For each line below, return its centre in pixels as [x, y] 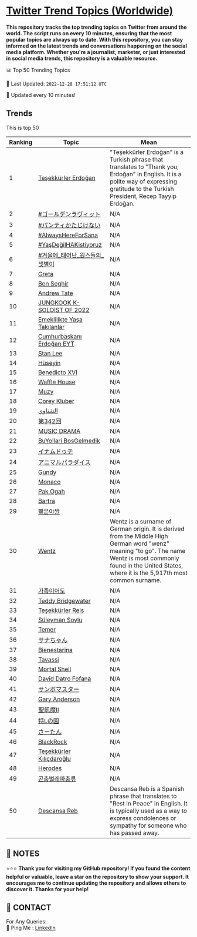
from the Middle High [139, 536]
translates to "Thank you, [144, 167]
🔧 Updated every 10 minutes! [41, 95]
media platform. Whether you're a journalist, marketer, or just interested [96, 52]
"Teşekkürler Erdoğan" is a [146, 152]
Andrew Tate [55, 293]
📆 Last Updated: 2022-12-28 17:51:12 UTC [57, 83]
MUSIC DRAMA [59, 431]
